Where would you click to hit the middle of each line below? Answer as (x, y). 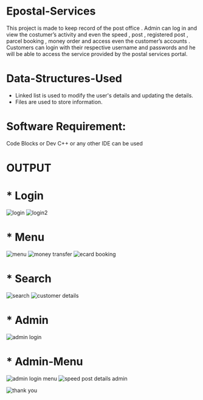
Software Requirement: (66, 127)
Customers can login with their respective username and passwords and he (101, 47)
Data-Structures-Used (64, 79)
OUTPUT (29, 168)
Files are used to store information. (59, 102)
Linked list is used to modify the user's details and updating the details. (104, 95)
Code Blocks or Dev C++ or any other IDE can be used (74, 143)
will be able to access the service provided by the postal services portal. (97, 54)
